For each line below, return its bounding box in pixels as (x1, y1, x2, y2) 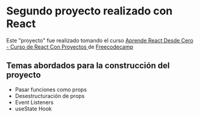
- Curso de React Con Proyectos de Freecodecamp (6, 43, 134, 50)
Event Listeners (14, 98, 54, 106)
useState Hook (14, 105, 52, 112)
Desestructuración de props (14, 92, 85, 100)
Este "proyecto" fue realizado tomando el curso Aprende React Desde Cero (6, 37, 194, 44)
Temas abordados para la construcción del (6, 61, 170, 71)
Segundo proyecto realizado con (6, 4, 173, 18)
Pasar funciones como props (14, 86, 87, 93)
